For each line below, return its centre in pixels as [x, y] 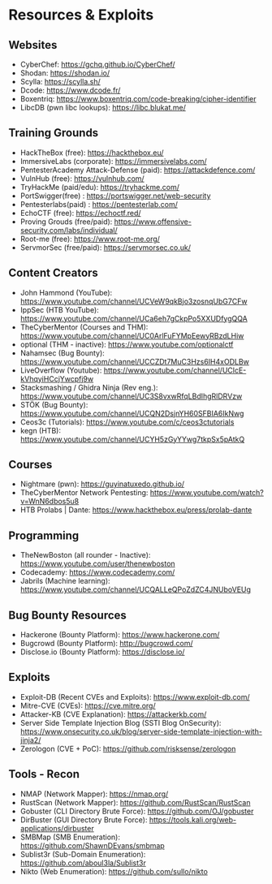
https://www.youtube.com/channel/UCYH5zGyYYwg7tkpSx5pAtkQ [132, 439]
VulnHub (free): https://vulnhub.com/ [82, 178]
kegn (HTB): [40, 430]
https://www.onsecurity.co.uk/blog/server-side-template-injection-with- [141, 731]
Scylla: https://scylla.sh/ [60, 82]
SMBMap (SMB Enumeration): [70, 837]
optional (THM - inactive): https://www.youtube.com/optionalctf [127, 344]
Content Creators [54, 273]
